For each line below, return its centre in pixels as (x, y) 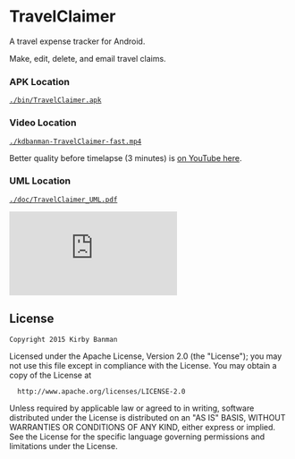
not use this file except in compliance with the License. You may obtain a (143, 365)
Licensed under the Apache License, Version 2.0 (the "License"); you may (146, 356)
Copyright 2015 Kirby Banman (63, 339)
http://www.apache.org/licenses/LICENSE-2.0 (101, 391)
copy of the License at (51, 375)
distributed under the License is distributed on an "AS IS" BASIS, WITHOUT (147, 417)
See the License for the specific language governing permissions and (137, 437)
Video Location (43, 123)
